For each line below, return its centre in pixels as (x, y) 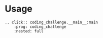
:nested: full (29, 31)
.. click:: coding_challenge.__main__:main (52, 22)
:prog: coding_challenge (40, 27)
